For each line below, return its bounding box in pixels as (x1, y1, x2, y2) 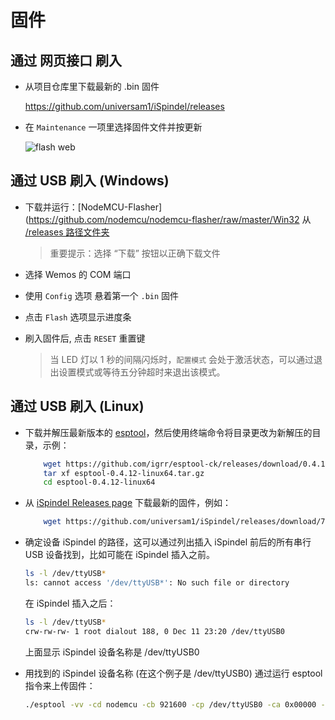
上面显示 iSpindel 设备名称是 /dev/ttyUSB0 (24, 646, 200, 658)
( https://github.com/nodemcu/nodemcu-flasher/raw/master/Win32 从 (24, 213, 312, 225)
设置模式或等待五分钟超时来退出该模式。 (58, 366, 226, 378)
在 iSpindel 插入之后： (24, 597, 117, 609)
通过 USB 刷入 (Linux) (10, 398, 145, 415)
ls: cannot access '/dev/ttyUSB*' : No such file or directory (24, 578, 290, 588)
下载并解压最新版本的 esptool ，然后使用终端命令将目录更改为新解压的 (24, 426, 313, 438)
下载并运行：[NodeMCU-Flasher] (24, 201, 163, 213)
